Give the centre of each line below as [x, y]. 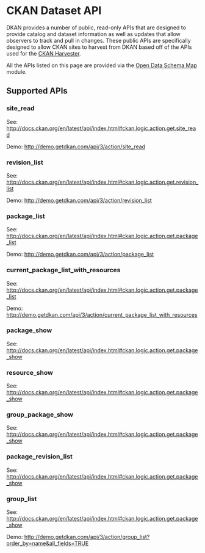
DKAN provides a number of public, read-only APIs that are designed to [96, 27]
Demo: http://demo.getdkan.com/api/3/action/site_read [76, 146]
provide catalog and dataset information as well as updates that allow [94, 34]
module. [17, 71]
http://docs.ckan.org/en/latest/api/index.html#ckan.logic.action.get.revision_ [103, 182]
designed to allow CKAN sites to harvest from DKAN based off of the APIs [99, 47]
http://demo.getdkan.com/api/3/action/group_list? [87, 537]
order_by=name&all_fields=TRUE [48, 543]
